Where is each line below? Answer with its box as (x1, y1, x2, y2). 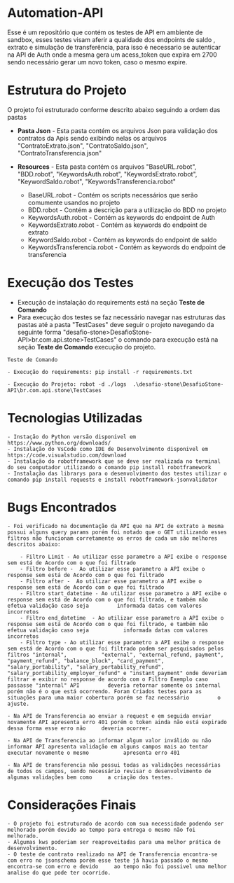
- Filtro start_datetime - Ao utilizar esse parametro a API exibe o (20, 590, 228, 597)
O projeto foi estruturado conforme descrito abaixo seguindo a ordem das (7, 105, 221, 113)
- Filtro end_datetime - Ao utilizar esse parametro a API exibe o (20, 614, 224, 621)
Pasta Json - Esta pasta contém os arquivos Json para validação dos (17, 126, 219, 134)
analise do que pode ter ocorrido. (7, 869, 111, 876)
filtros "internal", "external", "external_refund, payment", (7, 651, 224, 658)
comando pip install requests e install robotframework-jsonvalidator (7, 476, 218, 483)
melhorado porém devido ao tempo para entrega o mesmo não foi (7, 826, 196, 833)
